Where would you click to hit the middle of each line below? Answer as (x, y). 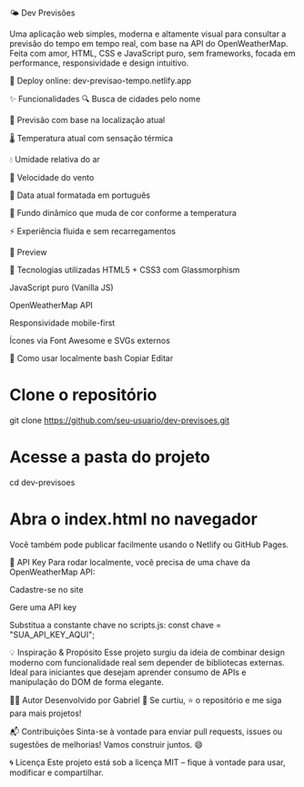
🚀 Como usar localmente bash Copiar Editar (91, 358)
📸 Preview (28, 252)
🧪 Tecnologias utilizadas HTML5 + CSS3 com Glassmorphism (125, 270)
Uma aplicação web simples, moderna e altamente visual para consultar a (148, 34)
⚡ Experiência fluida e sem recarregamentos (92, 231)
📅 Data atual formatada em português (80, 195)
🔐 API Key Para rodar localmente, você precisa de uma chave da (130, 562)
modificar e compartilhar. (57, 772)
